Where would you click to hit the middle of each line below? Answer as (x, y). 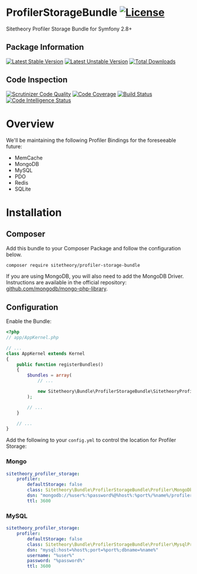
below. (14, 254)
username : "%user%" (51, 555)
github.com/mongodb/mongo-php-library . (57, 289)
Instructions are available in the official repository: (67, 283)
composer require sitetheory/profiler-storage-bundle (73, 265)
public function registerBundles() (60, 364)
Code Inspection (37, 80)
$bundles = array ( (50, 375)
